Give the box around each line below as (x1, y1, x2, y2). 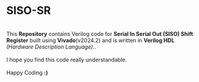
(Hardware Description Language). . (6, 43, 97, 50)
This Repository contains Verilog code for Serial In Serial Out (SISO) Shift (6, 30, 193, 37)
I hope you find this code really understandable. (6, 56, 127, 63)
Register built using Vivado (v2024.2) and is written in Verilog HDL (6, 36, 175, 44)
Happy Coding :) (6, 69, 48, 76)
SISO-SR (6, 4, 51, 18)
